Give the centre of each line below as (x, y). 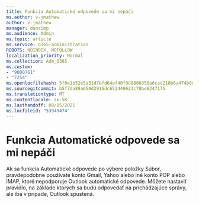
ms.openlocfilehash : (32, 83)
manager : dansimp (28, 28)
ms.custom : (20, 67)
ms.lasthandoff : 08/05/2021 (41, 105)
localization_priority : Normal (45, 56)
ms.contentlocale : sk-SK (37, 99)
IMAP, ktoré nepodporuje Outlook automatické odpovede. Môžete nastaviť (97, 182)
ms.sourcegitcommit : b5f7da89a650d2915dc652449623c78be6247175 (86, 89)
